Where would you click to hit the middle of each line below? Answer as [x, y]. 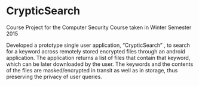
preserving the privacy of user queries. [54, 77]
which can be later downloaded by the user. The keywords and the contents [100, 64]
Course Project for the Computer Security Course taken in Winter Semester [99, 27]
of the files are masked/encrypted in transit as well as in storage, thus [92, 70]
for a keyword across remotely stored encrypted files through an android [96, 51]
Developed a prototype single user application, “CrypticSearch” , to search [98, 45]
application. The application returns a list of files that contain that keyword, [98, 58]
